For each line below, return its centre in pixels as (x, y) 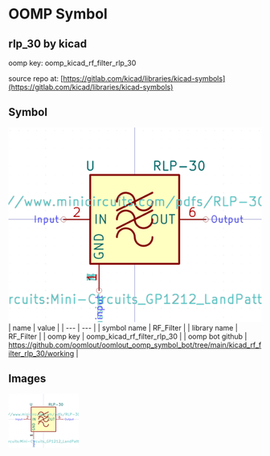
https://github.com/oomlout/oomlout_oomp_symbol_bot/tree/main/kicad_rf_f (135, 345)
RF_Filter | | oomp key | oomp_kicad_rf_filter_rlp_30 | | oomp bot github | (128, 337)
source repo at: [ (36, 78)
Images (27, 379)
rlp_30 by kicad (47, 44)
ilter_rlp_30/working (41, 354)
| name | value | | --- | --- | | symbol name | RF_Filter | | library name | (123, 328)
